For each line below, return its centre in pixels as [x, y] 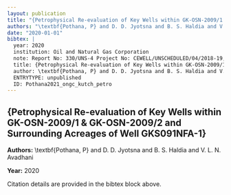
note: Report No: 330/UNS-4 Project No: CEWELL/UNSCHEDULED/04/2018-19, [120, 59]
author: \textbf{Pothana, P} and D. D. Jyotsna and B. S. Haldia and [115, 71]
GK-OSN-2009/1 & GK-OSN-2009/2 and [95, 122]
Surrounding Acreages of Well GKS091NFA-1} [107, 133]
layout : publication [37, 13]
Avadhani [20, 157]
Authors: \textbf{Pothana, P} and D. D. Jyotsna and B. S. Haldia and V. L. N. [114, 150]
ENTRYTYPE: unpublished [47, 78]
